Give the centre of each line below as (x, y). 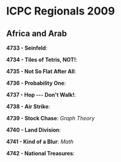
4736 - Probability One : (36, 83)
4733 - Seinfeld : (27, 48)
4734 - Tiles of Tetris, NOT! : (42, 60)
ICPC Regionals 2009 (61, 11)
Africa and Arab (37, 34)
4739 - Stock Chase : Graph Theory (51, 118)
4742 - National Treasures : (41, 153)
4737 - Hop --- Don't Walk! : (41, 95)
